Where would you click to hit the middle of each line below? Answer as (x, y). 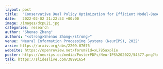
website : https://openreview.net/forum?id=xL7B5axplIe (62, 50)
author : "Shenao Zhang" (29, 32)
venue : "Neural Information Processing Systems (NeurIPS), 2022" (72, 41)
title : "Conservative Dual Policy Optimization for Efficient (70, 14)
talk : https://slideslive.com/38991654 (45, 59)
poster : (13, 55)
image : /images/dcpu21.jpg (32, 23)
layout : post (18, 9)
